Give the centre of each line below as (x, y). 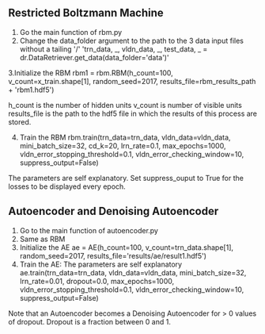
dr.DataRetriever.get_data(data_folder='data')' (94, 57)
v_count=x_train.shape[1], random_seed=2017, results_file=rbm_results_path (132, 81)
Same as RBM (42, 239)
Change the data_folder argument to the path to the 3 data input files (131, 40)
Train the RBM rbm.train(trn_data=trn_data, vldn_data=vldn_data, (125, 137)
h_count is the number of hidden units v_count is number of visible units (125, 105)
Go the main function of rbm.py (71, 32)
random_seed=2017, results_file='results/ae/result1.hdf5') (113, 255)
